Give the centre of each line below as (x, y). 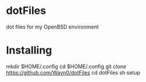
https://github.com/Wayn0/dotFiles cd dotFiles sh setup (73, 72)
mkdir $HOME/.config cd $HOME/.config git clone (66, 66)
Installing (29, 50)
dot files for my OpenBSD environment (53, 27)
